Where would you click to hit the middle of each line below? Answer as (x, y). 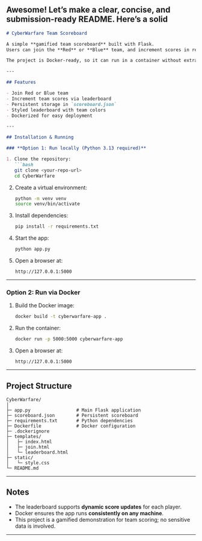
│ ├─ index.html (29, 442)
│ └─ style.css (28, 463)
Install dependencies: (41, 216)
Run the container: (38, 328)
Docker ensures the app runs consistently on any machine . (89, 513)
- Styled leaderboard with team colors (56, 110)
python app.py (32, 249)
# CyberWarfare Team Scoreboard (47, 33)
